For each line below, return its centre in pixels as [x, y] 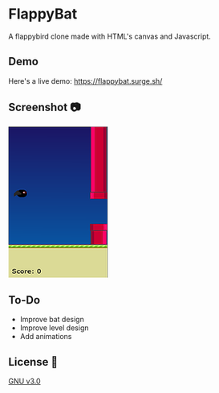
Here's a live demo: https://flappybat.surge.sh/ [85, 81]
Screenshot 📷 [45, 108]
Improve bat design [52, 320]
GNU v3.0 [25, 381]
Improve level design [54, 328]
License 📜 [33, 362]
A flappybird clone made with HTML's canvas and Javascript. [109, 36]
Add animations [46, 337]
